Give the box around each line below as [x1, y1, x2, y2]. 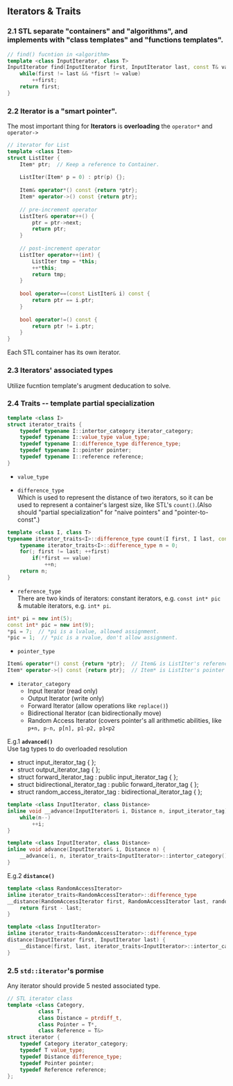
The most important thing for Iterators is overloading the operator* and [7, 122, 213, 131]
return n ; [19, 568, 49, 575]
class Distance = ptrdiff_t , [37, 1014, 123, 1021]
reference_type [17, 588, 62, 595]
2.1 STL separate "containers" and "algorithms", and [7, 26, 189, 36]
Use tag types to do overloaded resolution [7, 744, 128, 753]
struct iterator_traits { [7, 421, 82, 428]
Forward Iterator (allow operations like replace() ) [27, 702, 169, 710]
